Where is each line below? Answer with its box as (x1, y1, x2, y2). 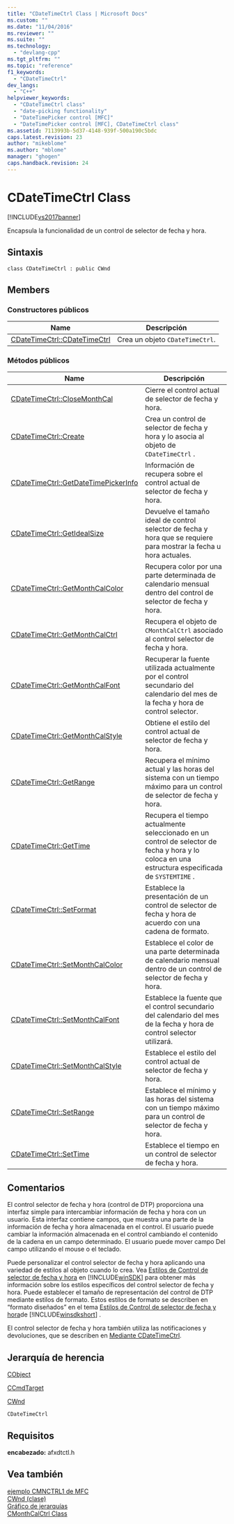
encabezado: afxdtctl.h (7, 1448, 75, 1456)
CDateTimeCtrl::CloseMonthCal (10, 394, 114, 404)
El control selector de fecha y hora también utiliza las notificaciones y (7, 1324, 207, 1333)
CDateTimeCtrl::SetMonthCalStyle (10, 1061, 122, 1071)
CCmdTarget (7, 1384, 44, 1392)
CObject (7, 1370, 31, 1379)
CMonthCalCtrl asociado (145, 626, 224, 636)
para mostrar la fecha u (145, 542, 221, 552)
